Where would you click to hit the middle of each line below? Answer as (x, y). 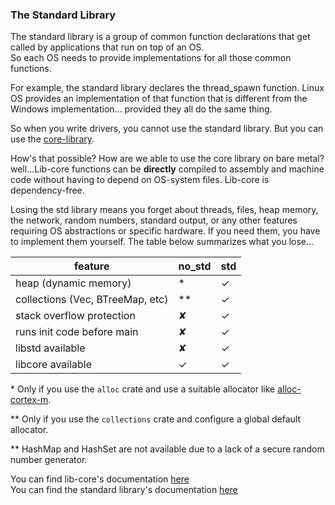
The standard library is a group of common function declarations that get (160, 37)
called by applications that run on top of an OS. (107, 47)
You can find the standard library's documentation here (124, 490)
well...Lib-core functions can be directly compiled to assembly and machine (167, 169)
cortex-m (29, 400)
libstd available (50, 348)
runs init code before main (77, 332)
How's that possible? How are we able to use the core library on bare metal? (167, 159)
